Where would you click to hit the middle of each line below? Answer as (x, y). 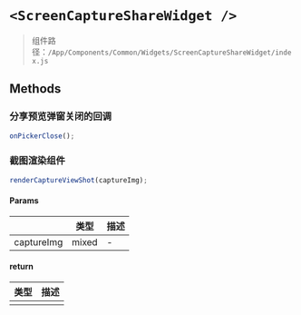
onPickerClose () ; (42, 136)
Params (24, 201)
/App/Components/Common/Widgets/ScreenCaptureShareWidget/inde (170, 53)
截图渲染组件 (38, 161)
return (22, 267)
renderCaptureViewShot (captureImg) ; (78, 180)
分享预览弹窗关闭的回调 (60, 116)
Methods (35, 89)
